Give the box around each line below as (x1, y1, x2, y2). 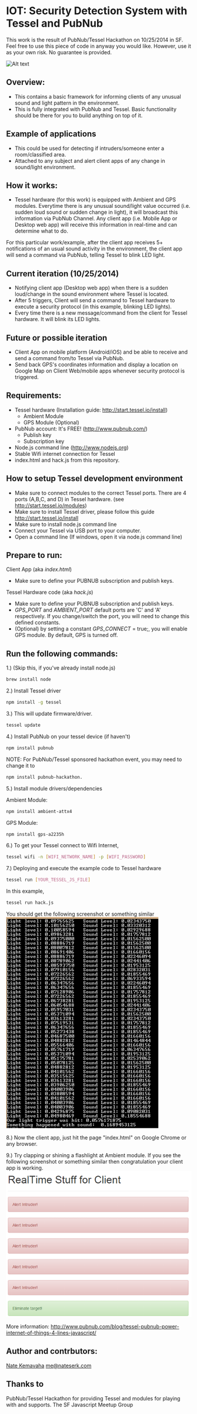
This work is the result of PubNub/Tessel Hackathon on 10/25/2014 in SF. (6, 36, 183, 43)
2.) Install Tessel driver (6, 687, 62, 694)
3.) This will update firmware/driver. (6, 710, 93, 717)
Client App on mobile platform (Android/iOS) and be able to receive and (14, 348, 188, 355)
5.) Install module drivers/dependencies (6, 785, 103, 792)
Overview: (6, 77, 45, 87)
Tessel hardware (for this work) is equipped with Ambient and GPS (14, 196, 176, 203)
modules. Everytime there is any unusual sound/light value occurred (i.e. (14, 203, 191, 210)
